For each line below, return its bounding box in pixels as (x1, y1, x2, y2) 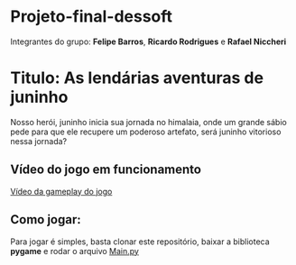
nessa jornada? (10, 135, 68, 146)
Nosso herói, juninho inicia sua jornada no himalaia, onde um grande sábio (10, 116, 287, 127)
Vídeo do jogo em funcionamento (10, 162, 202, 178)
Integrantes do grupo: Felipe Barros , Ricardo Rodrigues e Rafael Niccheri (10, 36, 287, 47)
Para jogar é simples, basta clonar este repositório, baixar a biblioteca (10, 236, 270, 247)
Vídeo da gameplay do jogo (10, 186, 113, 196)
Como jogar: (10, 212, 82, 227)
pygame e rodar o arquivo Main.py (10, 245, 139, 256)
